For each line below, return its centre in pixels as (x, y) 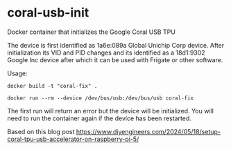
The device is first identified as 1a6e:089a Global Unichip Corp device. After (116, 45)
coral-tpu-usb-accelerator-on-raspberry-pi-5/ (73, 139)
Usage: (17, 73)
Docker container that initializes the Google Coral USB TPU (91, 32)
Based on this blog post (41, 131)
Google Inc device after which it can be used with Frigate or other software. (115, 59)
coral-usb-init (48, 13)
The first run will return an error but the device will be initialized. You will (110, 111)
